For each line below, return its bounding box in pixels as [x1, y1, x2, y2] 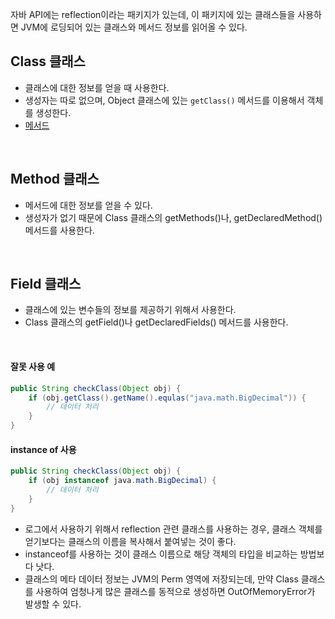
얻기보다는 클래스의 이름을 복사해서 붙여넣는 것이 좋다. [24, 535, 237, 547]
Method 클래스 [10, 171, 100, 188]
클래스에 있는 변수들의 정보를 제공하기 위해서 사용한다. [24, 304, 237, 316]
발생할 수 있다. [24, 598, 82, 610]
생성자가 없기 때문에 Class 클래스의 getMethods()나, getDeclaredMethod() [24, 211, 323, 223]
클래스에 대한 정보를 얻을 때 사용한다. [24, 81, 170, 93]
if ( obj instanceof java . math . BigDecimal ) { [28, 476, 217, 486]
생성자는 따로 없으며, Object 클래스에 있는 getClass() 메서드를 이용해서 [24, 94, 305, 106]
